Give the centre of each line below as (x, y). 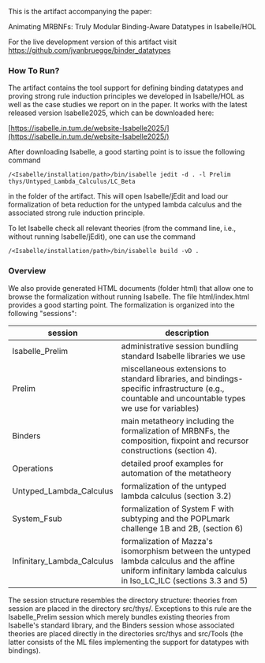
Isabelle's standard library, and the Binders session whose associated (121, 625)
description (187, 333)
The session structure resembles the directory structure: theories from (123, 600)
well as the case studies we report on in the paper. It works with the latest (128, 105)
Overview (27, 271)
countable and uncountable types (183, 398)
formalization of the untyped (174, 486)
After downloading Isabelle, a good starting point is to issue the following (127, 152)
